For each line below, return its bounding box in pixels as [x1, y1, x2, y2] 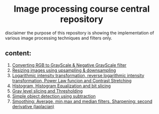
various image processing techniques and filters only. [5, 35, 113, 41]
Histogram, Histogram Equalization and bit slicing [12, 83, 111, 89]
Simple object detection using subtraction [12, 93, 96, 99]
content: [5, 49, 32, 57]
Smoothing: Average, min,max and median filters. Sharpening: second [12, 98, 153, 104]
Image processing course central [14, 3, 150, 15]
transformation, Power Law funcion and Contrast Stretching [12, 77, 132, 83]
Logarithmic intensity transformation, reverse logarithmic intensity [12, 72, 144, 78]
